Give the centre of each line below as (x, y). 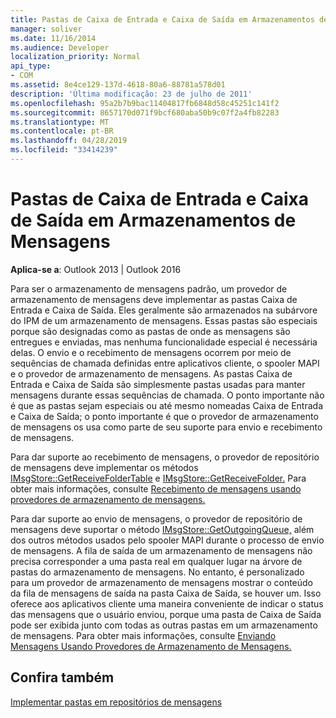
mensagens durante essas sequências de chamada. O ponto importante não (167, 395)
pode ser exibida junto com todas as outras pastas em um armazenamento (164, 625)
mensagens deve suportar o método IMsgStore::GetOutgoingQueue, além (162, 529)
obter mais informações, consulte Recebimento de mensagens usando (156, 488)
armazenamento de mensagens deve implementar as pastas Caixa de (154, 299)
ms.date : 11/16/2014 (53, 38)
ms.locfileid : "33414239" (64, 150)
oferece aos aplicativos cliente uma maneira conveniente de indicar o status (167, 603)
